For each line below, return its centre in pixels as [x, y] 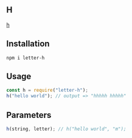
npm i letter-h [26, 58]
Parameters [29, 115]
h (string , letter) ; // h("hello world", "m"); [66, 129]
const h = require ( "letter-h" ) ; [47, 91]
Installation [28, 44]
